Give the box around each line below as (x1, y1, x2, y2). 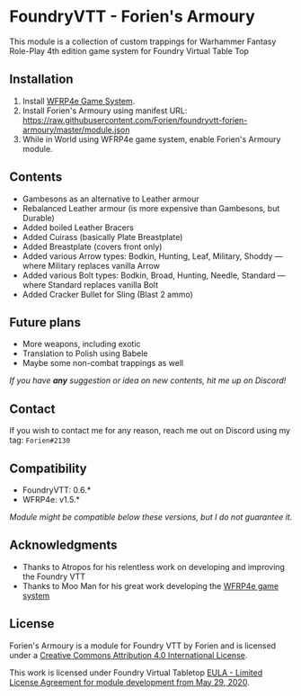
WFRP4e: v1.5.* (22, 495, 81, 504)
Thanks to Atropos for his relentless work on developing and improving (22, 561, 286, 572)
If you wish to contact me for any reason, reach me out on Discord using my (9, 425, 290, 436)
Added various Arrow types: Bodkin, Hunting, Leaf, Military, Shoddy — (22, 250, 283, 262)
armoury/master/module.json (22, 124, 130, 135)
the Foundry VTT (22, 571, 86, 582)
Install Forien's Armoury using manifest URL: (22, 105, 188, 116)
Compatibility (9, 460, 87, 476)
